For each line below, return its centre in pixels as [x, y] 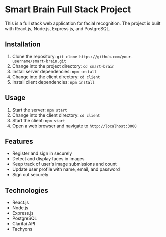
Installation [23, 44]
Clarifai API [24, 224]
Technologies [27, 191]
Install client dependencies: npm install [53, 82]
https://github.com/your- [106, 57]
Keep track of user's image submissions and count [65, 164]
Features [19, 141]
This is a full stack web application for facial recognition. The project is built [83, 23]
